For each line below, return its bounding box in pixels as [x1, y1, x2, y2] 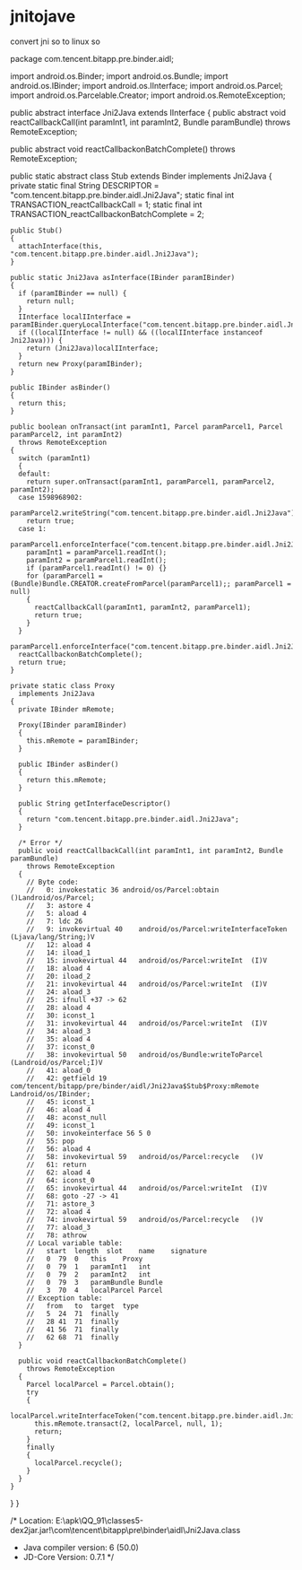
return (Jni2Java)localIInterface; [26, 344, 160, 353]
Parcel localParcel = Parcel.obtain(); [26, 1380, 176, 1389]
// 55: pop [26, 1137, 75, 1146]
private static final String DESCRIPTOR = [10, 179, 160, 190]
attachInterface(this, [18, 241, 103, 250]
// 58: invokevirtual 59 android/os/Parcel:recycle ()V [26, 1152, 263, 1161]
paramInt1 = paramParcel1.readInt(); [26, 547, 168, 557]
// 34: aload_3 [26, 1026, 91, 1035]
